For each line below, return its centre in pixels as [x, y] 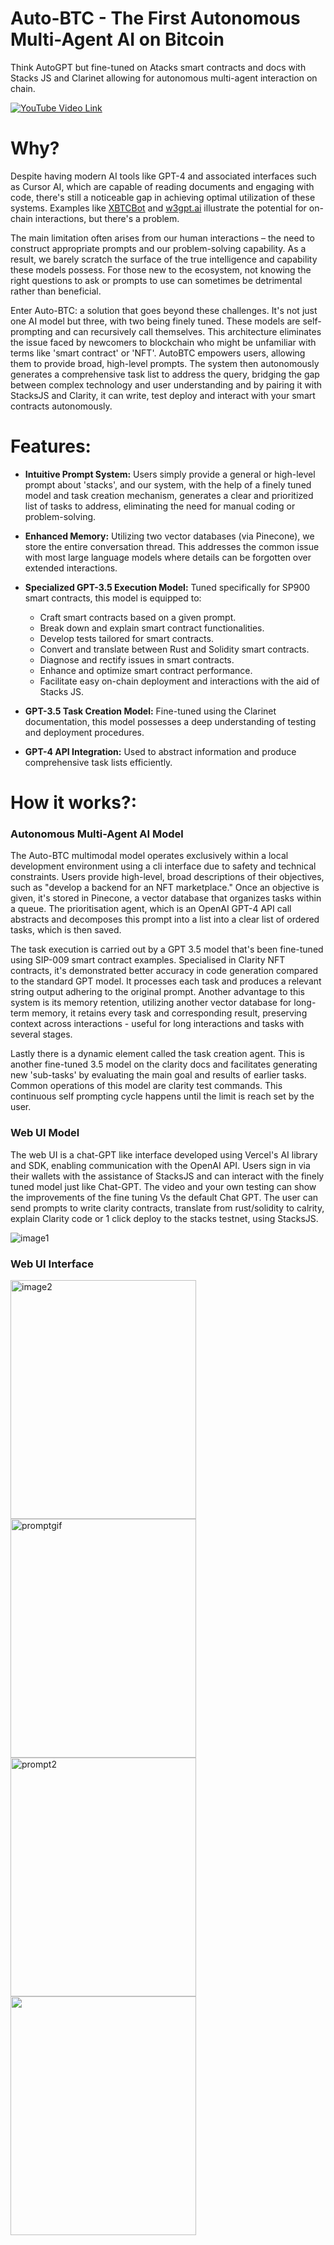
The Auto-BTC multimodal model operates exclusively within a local [149, 856]
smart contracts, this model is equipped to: [113, 598]
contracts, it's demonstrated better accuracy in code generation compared [164, 971]
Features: [51, 446]
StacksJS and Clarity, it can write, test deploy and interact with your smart [163, 395]
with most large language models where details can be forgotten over [168, 557]
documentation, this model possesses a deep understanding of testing [170, 721]
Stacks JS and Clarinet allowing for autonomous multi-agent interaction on [164, 78]
